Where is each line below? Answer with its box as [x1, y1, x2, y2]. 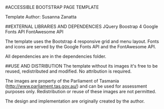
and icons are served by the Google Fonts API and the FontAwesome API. [5, 44, 156, 49]
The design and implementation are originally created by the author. [5, 98, 145, 104]
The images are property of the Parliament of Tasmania [5, 78, 119, 84]
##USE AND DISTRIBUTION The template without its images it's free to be [5, 63, 158, 69]
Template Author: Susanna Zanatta [5, 14, 76, 19]
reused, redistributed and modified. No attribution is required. [5, 68, 132, 74]
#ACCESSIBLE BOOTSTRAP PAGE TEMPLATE [5, 4, 99, 10]
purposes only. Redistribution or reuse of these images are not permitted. [5, 89, 156, 94]
